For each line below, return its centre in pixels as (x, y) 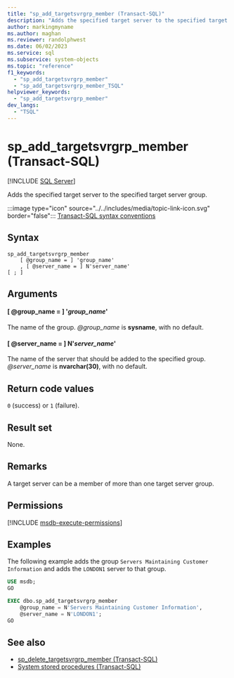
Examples (29, 544)
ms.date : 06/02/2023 (38, 46)
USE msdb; (22, 582)
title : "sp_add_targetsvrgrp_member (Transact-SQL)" (86, 14)
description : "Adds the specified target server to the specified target (118, 20)
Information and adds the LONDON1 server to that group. (87, 569)
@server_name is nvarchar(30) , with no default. (77, 367)
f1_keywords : (26, 72)
